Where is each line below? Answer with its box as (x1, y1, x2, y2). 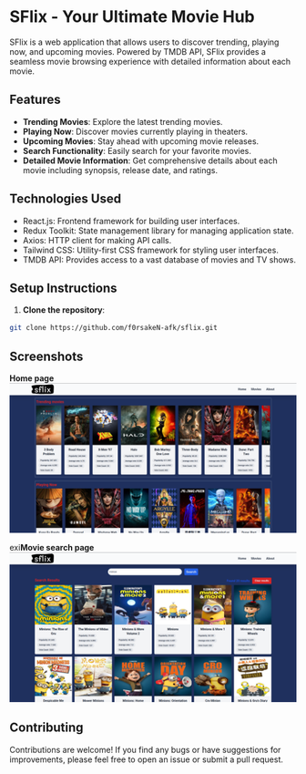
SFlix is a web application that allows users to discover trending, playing (9, 36, 280, 47)
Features (9, 92, 61, 108)
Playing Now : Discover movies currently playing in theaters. (22, 126, 249, 137)
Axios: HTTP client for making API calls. (22, 234, 172, 245)
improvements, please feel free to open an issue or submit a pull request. (9, 754, 284, 765)
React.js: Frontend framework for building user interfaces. (22, 215, 240, 226)
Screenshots (9, 348, 84, 364)
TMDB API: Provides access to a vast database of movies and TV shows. (22, 253, 296, 265)
